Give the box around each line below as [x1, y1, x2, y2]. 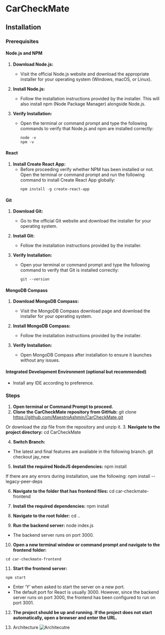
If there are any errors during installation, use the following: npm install [5, 473, 151, 479]
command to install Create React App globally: [20, 177, 116, 183]
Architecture [12, 624, 39, 630]
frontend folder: [12, 547, 47, 553]
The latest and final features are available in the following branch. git [12, 448, 154, 454]
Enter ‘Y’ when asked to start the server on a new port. [12, 584, 125, 590]
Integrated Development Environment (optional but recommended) [5, 369, 147, 375]
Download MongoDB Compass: [12, 298, 79, 304]
